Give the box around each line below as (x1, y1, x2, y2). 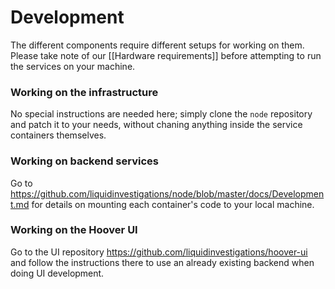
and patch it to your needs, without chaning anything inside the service (10, 119, 303, 131)
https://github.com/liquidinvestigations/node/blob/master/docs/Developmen (10, 187, 325, 200)
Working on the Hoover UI (10, 223, 138, 237)
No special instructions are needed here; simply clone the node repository (10, 108, 313, 120)
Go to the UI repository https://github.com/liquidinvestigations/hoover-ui (10, 246, 308, 258)
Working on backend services (10, 154, 159, 168)
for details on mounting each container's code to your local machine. (31, 198, 315, 210)
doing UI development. (10, 267, 105, 279)
